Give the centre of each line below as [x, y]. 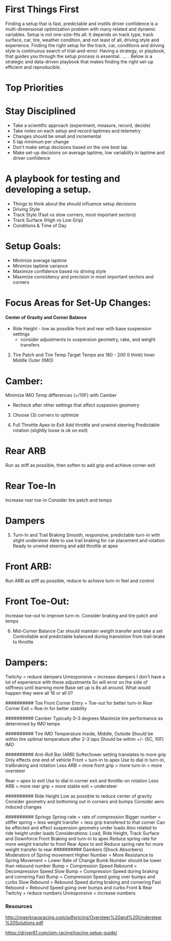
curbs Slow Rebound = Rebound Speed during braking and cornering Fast [83, 882]
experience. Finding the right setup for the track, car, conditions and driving [85, 45]
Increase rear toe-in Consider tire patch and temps [59, 500]
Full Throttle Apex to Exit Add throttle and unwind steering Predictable [86, 425]
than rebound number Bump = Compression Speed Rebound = [71, 866]
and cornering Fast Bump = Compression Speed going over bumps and [80, 876]
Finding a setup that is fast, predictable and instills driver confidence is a [82, 24]
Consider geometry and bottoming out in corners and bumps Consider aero [85, 801]
